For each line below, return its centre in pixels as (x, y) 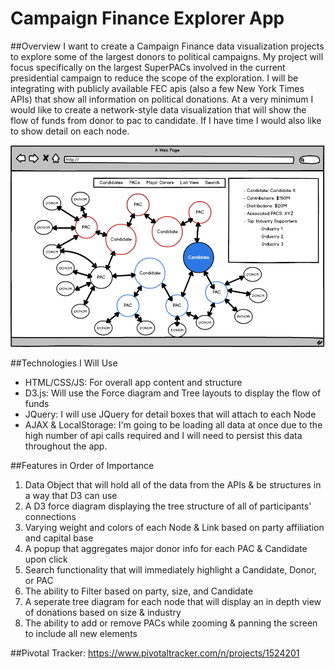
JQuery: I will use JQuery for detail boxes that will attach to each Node (170, 414)
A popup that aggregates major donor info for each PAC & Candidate (166, 548)
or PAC (39, 580)
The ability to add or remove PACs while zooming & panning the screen (171, 623)
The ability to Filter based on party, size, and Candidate (139, 591)
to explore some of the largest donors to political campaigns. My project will (167, 56)
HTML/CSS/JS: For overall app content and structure (133, 382)
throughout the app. (66, 446)
